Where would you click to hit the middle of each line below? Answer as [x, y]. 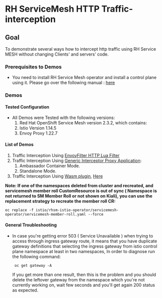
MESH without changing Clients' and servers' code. [57, 54]
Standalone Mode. [38, 171]
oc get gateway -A [33, 265]
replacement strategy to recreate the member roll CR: [60, 201]
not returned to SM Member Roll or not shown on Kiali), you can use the [79, 196]
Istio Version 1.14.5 [38, 128]
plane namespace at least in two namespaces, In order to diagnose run [83, 251]
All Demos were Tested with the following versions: [63, 118]
